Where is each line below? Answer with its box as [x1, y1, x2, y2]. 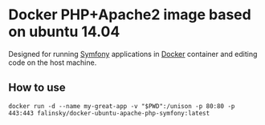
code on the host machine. [8, 58, 97, 67]
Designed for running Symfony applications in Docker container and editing [8, 49, 258, 58]
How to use [8, 81, 66, 95]
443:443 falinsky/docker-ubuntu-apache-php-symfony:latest [8, 109, 210, 117]
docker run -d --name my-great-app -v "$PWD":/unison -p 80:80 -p [8, 102, 235, 110]
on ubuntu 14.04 [8, 22, 120, 41]
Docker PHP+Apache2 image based [8, 6, 251, 24]
